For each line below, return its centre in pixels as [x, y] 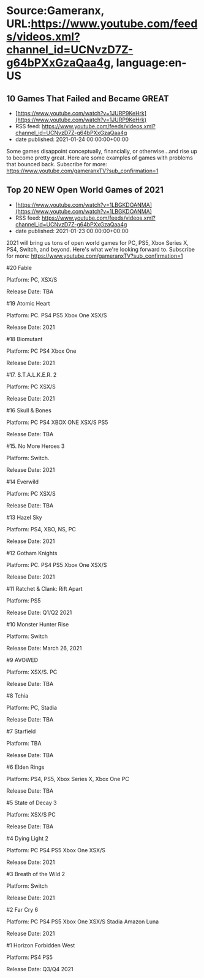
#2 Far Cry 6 [22, 909]
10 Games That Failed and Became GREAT [88, 98]
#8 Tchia [17, 695]
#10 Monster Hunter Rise [38, 624]
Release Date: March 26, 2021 [44, 648]
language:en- [151, 63]
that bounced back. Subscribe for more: [57, 164]
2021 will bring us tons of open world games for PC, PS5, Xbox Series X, [97, 242]
